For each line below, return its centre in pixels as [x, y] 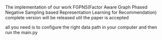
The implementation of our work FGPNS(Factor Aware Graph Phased [76, 7]
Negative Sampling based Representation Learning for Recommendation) [81, 12]
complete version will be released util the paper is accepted [67, 18]
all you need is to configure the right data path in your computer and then [81, 27]
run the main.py [21, 32]
